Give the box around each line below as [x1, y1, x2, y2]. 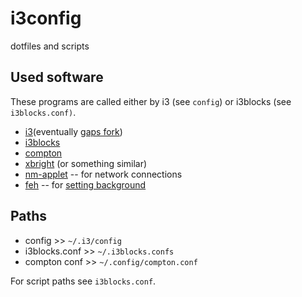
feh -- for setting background [24, 178, 147, 191]
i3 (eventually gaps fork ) [24, 125, 123, 137]
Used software [10, 69, 104, 86]
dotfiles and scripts [10, 40, 90, 52]
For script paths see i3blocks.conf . [10, 275, 157, 287]
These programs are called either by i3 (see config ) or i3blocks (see [10, 95, 292, 107]
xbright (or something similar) [24, 157, 148, 169]
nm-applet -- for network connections [24, 168, 183, 180]
